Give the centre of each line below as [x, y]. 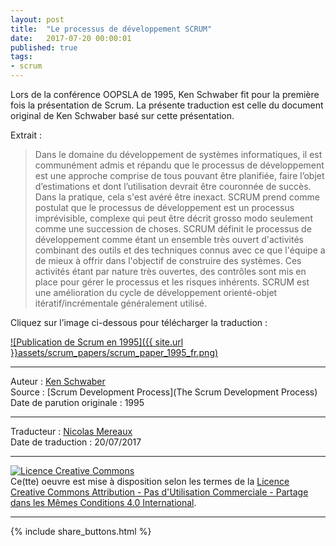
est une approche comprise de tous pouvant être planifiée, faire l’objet [179, 175]
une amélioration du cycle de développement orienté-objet [156, 292]
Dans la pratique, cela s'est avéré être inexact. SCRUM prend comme [177, 197]
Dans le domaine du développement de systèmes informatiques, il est [178, 154]
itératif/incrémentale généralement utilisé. [120, 303]
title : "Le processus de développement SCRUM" [111, 29]
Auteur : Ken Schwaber [58, 381]
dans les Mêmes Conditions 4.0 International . [103, 502]
